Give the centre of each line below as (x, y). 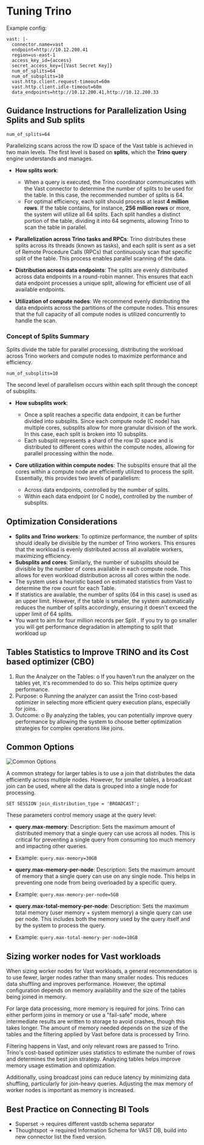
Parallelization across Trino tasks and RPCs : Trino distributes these (100, 239)
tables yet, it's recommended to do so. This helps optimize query (96, 683)
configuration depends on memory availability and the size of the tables (96, 990)
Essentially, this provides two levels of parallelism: (78, 478)
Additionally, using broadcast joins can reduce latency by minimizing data (98, 1077)
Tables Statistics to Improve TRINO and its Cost (98, 652)
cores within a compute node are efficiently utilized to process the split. (104, 472)
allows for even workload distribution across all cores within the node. (103, 575)
